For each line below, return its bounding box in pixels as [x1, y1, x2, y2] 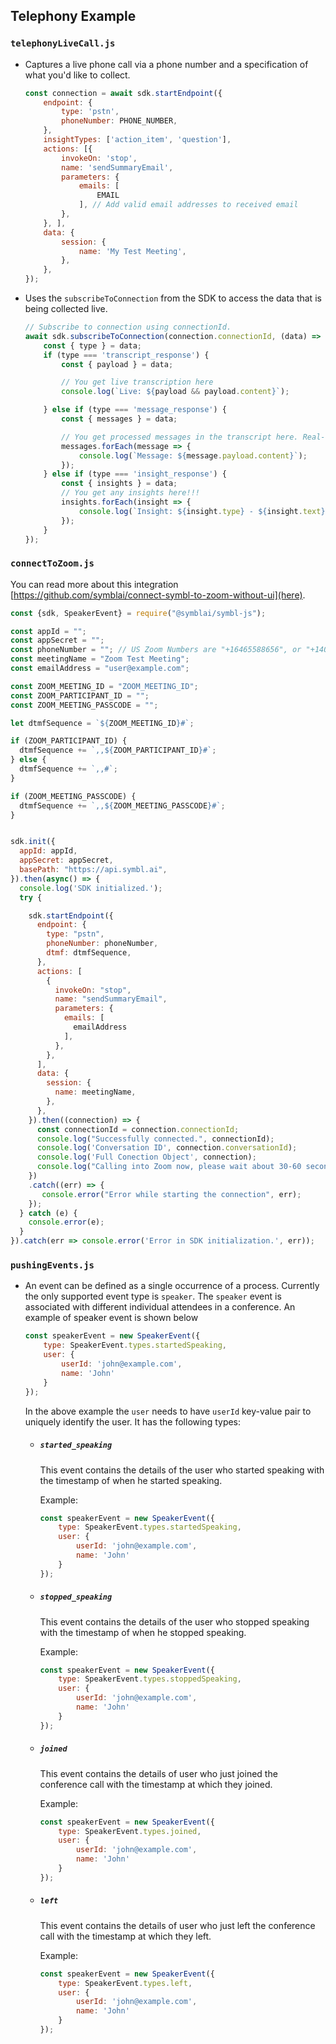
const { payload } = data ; [61, 359, 174, 369]
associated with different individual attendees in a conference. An [24, 1301, 296, 1313]
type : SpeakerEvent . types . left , [58, 1978, 193, 1988]
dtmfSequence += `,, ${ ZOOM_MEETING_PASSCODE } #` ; [19, 800, 226, 811]
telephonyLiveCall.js [10, 38, 116, 49]
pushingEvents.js [10, 1260, 95, 1271]
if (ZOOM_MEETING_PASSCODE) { [10, 791, 137, 801]
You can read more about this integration [10, 578, 179, 590]
